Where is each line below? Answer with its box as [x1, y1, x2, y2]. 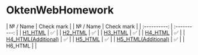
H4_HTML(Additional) [6, 36, 59, 43]
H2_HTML [62, 29, 87, 36]
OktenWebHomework [6, 4, 114, 17]
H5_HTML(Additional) [116, 36, 170, 43]
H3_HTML [103, 29, 129, 36]
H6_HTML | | [6, 42, 37, 49]
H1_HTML [22, 29, 46, 36]
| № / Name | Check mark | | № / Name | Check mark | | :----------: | [6, 23, 173, 30]
